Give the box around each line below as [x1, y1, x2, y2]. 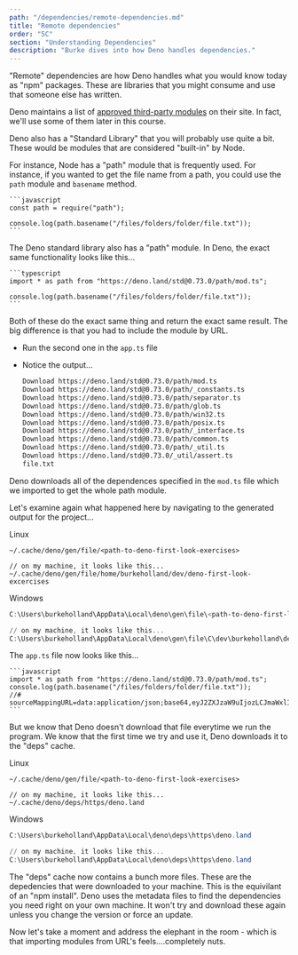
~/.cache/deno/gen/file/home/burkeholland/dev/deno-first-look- [9, 569, 252, 578]
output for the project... [9, 512, 95, 522]
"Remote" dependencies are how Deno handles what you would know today [9, 70, 287, 81]
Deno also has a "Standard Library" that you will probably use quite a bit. [9, 133, 275, 144]
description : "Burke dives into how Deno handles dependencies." [9, 46, 255, 55]
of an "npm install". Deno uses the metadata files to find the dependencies [9, 890, 281, 901]
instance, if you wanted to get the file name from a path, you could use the [9, 170, 282, 180]
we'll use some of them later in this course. [9, 116, 167, 127]
